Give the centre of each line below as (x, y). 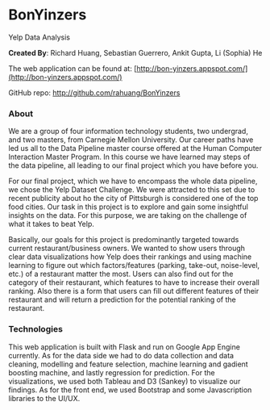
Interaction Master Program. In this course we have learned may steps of (129, 157)
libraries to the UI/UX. (44, 398)
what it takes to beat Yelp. (52, 224)
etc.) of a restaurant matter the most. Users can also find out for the (121, 274)
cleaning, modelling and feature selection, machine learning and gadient (128, 364)
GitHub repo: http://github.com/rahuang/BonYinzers (94, 92)
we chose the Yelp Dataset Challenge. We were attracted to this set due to (132, 190)
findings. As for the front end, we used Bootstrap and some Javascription (130, 390)
